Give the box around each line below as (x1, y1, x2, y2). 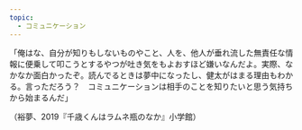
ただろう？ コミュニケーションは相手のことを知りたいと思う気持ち (40, 81, 293, 91)
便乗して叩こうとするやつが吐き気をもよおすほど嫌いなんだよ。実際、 (24, 58, 286, 69)
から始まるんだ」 (9, 91, 73, 103)
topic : (9, 13, 34, 22)
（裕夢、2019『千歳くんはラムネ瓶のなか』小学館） (9, 111, 201, 122)
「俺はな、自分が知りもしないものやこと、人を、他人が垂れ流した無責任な (9, 47, 286, 58)
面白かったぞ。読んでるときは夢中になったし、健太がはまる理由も (32, 69, 278, 81)
